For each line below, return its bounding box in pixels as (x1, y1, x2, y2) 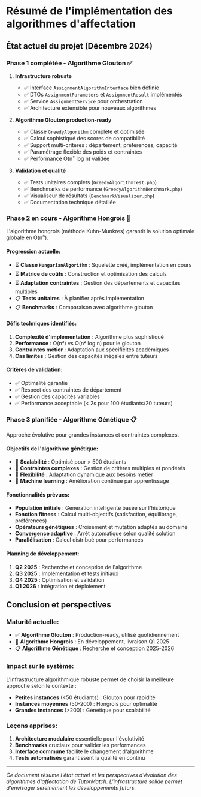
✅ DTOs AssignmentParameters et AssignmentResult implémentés (23, 91, 182, 98)
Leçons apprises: (6, 721, 58, 730)
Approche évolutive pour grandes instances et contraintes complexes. (6, 431, 179, 438)
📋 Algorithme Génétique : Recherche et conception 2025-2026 (14, 645, 175, 652)
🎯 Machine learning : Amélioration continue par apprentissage (14, 477, 169, 485)
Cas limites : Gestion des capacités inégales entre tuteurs (14, 352, 158, 359)
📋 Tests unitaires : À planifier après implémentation (14, 295, 145, 302)
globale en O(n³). (6, 234, 49, 241)
